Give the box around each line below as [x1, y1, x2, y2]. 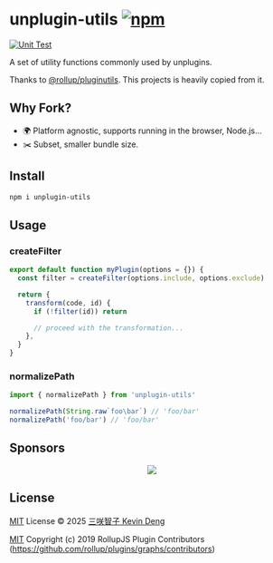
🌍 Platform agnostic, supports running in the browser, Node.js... [22, 125, 262, 136]
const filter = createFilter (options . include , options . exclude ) [17, 274, 265, 283]
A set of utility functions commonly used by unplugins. [9, 56, 212, 67]
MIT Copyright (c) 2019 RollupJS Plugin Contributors [9, 533, 205, 544]
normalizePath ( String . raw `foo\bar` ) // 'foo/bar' [9, 407, 201, 416]
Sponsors [9, 441, 65, 456]
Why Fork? [9, 101, 72, 116]
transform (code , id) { [25, 298, 111, 307]
